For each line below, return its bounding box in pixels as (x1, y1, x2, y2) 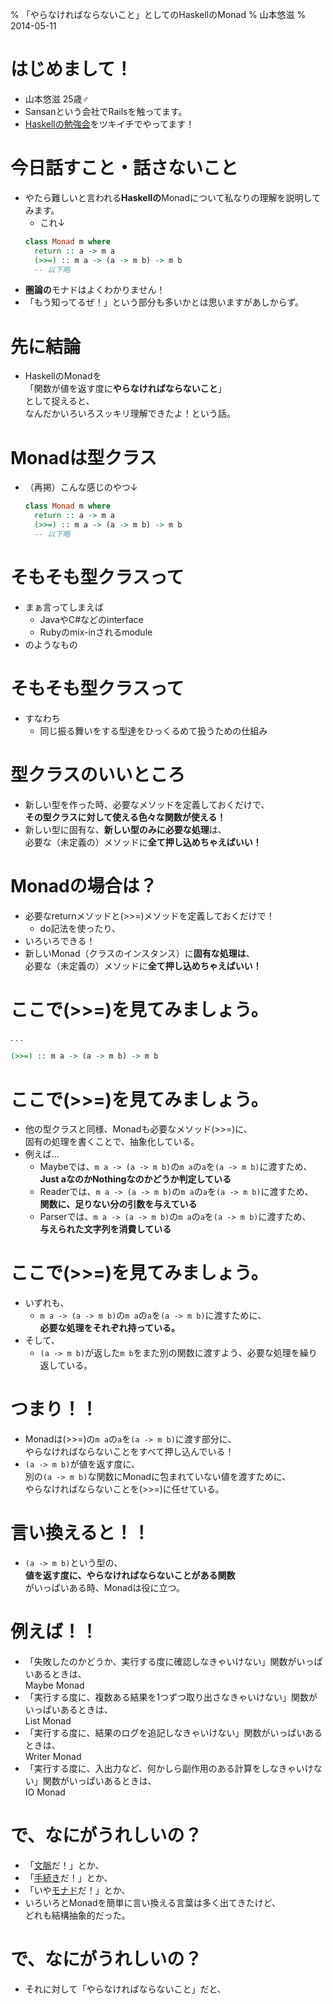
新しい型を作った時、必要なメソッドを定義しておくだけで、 (24, 798, 270, 810)
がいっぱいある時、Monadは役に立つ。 (24, 1582, 185, 1594)
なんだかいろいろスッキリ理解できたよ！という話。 (24, 408, 236, 420)
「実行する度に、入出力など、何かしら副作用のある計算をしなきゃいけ (24, 1763, 314, 1774)
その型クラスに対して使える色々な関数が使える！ (24, 811, 227, 823)
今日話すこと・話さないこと (10, 157, 239, 180)
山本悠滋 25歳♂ (24, 93, 90, 105)
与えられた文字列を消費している (39, 1223, 172, 1235)
